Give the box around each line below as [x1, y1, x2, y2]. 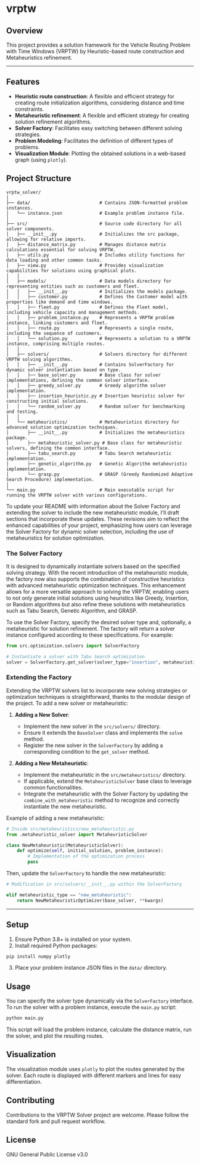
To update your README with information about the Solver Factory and [6, 502, 180, 510]
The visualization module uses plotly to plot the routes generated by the [6, 1065, 185, 1072]
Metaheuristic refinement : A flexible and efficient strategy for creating [14, 112, 189, 119]
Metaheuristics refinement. [6, 54, 73, 61]
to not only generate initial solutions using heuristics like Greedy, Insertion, [6, 594, 189, 601]
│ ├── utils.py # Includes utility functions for [6, 252, 185, 258]
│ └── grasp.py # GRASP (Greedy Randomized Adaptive [6, 471, 193, 477]
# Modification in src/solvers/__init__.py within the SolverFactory [6, 881, 183, 887]
